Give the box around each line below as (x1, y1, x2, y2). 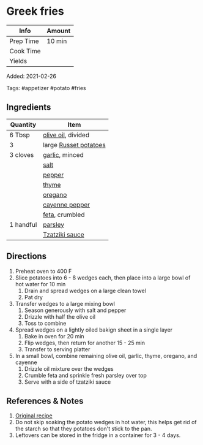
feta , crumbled (42, 210, 85, 219)
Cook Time (9, 47, 41, 55)
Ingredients (6, 102, 51, 113)
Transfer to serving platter (24, 345, 90, 353)
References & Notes (6, 395, 84, 406)
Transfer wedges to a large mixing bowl (15, 300, 115, 307)
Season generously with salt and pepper (24, 306, 127, 314)
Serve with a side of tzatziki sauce (24, 378, 111, 386)
